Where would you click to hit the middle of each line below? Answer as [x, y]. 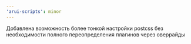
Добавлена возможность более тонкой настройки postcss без [85, 28]
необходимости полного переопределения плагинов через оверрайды [95, 34]
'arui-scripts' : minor [34, 11]
